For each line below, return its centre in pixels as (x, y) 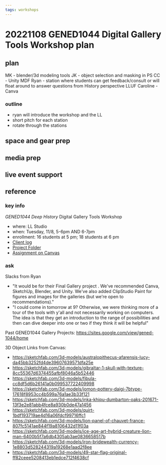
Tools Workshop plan (50, 45)
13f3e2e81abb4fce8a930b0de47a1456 (52, 405)
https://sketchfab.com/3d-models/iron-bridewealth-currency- (76, 442)
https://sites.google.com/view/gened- (115, 333)
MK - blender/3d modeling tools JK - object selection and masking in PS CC (83, 75)
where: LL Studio (29, 226)
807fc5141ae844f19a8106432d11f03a (50, 426)
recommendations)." (33, 302)
